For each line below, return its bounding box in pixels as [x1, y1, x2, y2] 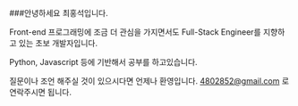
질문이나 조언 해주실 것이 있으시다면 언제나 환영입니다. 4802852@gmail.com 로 [9, 76, 289, 86]
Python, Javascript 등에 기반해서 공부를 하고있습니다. [9, 57, 199, 67]
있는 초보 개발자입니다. [18, 38, 98, 48]
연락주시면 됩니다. [9, 87, 72, 97]
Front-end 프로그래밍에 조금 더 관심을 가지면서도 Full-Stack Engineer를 [9, 27, 261, 37]
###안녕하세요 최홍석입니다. [9, 8, 109, 18]
